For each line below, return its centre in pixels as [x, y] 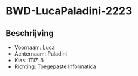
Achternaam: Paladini [40, 54]
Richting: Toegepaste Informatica [55, 66]
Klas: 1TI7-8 [29, 60]
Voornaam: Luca [34, 47]
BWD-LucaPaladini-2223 [69, 11]
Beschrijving [30, 33]
